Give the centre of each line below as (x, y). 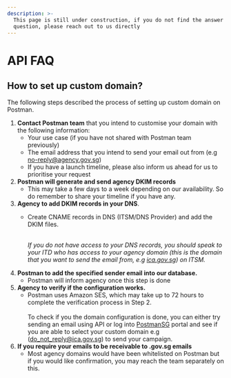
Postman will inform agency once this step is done (99, 281)
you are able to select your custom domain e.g (93, 332)
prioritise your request (59, 175)
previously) (43, 145)
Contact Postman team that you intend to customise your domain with (118, 123)
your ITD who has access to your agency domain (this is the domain (125, 252)
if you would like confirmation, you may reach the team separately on (125, 361)
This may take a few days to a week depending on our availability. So (125, 189)
